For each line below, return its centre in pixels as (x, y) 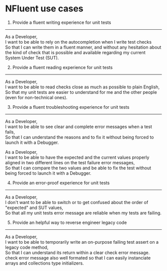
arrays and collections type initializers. (44, 263)
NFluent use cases (44, 9)
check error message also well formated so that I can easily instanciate (78, 258)
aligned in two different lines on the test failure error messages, (70, 162)
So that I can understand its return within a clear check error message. (78, 252)
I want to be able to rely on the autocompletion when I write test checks (78, 42)
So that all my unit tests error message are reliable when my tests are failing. (83, 213)
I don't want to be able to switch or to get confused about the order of (77, 202)
